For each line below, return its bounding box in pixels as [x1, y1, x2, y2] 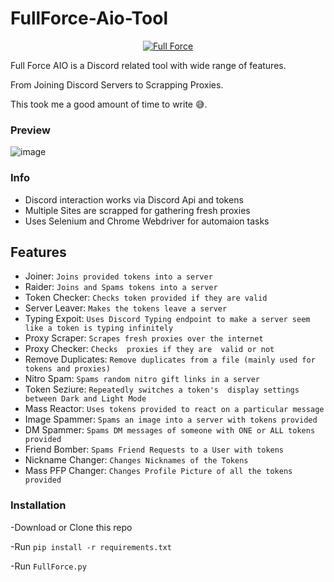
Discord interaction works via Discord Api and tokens [24, 193, 244, 206]
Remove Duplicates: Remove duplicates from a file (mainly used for [24, 353, 316, 366]
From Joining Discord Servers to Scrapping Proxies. [10, 78, 224, 91]
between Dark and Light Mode [24, 394, 147, 404]
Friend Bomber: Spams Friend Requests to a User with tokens [24, 443, 285, 456]
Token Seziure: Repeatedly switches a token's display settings [24, 383, 300, 396]
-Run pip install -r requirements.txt [10, 540, 172, 552]
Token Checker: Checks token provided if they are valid [24, 292, 268, 304]
